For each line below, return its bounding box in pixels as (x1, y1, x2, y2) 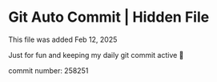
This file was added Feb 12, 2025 (8, 35, 118, 44)
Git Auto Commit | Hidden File (8, 8, 210, 27)
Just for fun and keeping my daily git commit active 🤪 (8, 50, 184, 59)
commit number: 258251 (8, 65, 89, 76)
